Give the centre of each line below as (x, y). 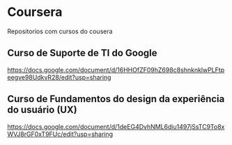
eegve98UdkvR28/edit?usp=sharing (59, 77)
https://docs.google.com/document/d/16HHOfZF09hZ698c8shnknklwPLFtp (116, 69)
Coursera (35, 12)
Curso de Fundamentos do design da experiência (116, 99)
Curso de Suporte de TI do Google (83, 53)
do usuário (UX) (42, 110)
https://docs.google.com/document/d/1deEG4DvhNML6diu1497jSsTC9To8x (116, 126)
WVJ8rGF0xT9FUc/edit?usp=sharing (60, 134)
